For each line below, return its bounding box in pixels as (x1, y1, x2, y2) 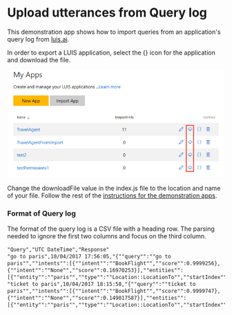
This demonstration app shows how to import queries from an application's (7, 28, 221, 36)
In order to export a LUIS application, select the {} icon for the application (7, 48, 215, 57)
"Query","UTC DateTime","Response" (7, 246, 110, 253)
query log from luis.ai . (7, 35, 70, 43)
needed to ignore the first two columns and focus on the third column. (7, 231, 206, 240)
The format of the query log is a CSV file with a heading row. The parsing (7, 225, 215, 233)
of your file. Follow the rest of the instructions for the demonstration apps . (7, 191, 217, 200)
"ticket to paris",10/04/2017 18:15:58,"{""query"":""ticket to (7, 280, 196, 287)
